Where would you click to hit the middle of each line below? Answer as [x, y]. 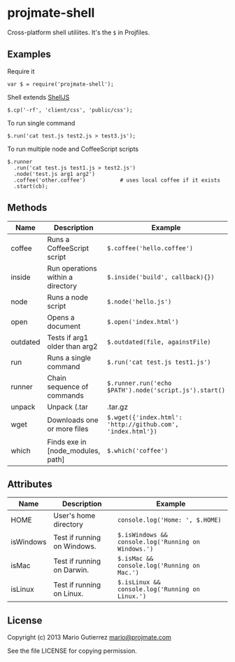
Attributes [30, 484]
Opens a [61, 317]
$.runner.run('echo [140, 383]
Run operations [72, 268]
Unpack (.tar [68, 407]
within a [60, 277]
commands [65, 396]
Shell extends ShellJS [38, 97]
